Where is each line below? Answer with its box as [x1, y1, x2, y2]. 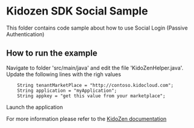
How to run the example [6, 48, 98, 59]
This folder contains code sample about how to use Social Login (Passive [6, 24, 188, 31]
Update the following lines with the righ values [6, 71, 122, 78]
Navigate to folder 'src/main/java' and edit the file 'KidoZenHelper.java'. [6, 64, 184, 71]
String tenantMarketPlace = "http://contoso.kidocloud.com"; [17, 82, 174, 88]
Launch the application [6, 103, 63, 110]
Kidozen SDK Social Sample [6, 4, 148, 18]
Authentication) [6, 30, 45, 37]
